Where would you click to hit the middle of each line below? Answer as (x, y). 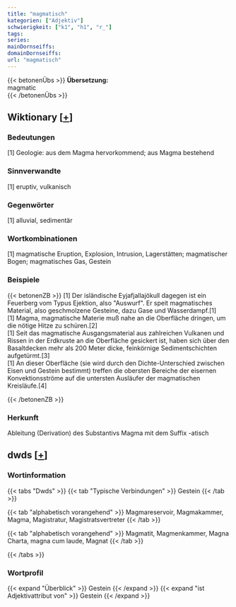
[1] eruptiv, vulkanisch (39, 186)
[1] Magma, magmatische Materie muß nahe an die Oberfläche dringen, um (117, 318)
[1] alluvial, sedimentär (40, 221)
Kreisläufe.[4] (27, 386)
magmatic (22, 87)
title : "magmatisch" (38, 14)
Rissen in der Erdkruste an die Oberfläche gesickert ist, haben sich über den (118, 340)
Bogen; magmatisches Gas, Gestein (59, 262)
